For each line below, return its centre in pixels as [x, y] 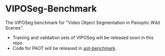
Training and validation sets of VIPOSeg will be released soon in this [83, 37]
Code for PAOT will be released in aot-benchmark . [65, 48]
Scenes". [15, 27]
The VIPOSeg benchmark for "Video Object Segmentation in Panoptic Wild [82, 22]
